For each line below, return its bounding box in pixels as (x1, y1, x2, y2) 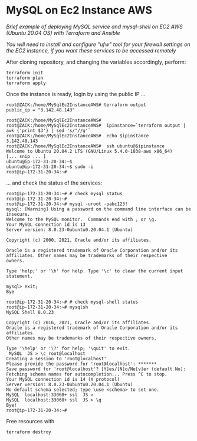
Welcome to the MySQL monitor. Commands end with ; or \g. (6, 216, 157, 222)
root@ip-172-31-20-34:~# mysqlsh (6, 304, 88, 310)
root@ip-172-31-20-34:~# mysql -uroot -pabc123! (6, 201, 128, 207)
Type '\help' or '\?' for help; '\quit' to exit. (6, 345, 131, 351)
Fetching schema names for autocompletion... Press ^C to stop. (6, 371, 168, 377)
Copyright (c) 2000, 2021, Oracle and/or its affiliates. (6, 237, 152, 243)
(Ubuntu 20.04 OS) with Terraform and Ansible (6, 29, 120, 36)
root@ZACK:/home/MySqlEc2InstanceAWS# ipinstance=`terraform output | (6, 122, 186, 129)
